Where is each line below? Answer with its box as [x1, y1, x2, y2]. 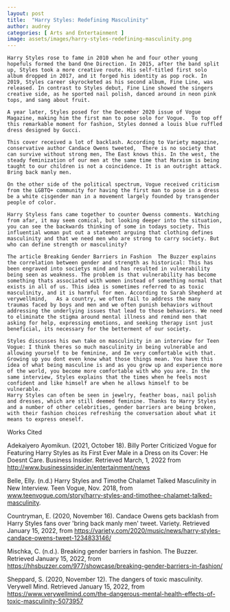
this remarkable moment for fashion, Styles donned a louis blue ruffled [7, 121, 223, 128]
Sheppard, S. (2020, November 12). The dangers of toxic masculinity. [7, 576, 203, 584]
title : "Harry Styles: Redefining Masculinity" [7, 17, 149, 23]
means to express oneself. [7, 416, 84, 423]
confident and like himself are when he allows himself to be [7, 380, 189, 387]
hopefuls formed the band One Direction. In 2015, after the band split [7, 61, 220, 67]
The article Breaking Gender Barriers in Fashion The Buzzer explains [7, 253, 216, 260]
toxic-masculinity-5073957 [7, 597, 84, 606]
